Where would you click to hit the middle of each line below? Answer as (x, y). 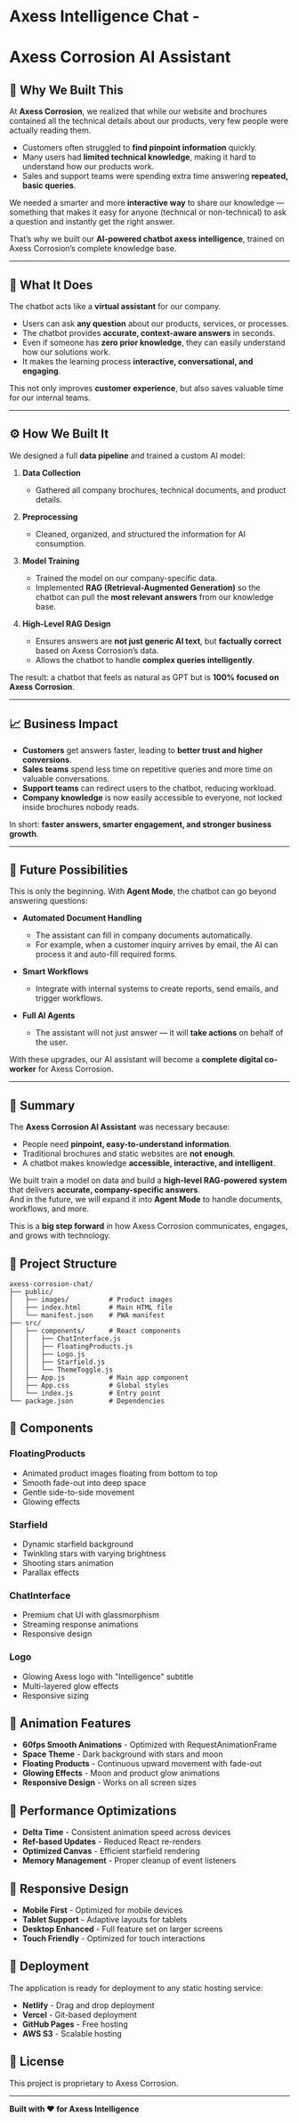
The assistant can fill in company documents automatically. (144, 935)
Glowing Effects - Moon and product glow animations (121, 1773)
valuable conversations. (65, 778)
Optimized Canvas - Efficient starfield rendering (111, 1851)
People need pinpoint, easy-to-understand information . (126, 1144)
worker (23, 1069)
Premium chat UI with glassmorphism (91, 1615)
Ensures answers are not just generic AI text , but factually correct (158, 641)
